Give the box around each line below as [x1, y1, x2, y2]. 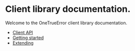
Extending [12, 40, 34, 46]
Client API [12, 29, 34, 35]
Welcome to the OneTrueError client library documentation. [5, 20, 127, 26]
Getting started [12, 35, 44, 41]
